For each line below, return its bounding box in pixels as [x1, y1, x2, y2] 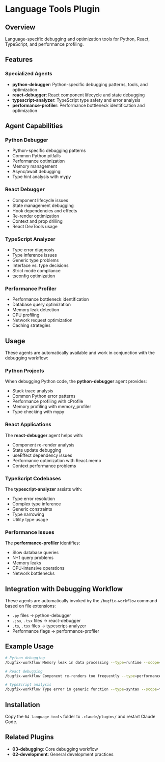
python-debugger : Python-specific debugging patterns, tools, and [12, 81, 148, 87]
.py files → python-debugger [12, 613, 71, 618]
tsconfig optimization [12, 273, 55, 279]
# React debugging [5, 669, 43, 674]
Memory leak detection [12, 307, 59, 313]
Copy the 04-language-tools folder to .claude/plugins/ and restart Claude [5, 713, 156, 719]
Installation [5, 701, 40, 709]
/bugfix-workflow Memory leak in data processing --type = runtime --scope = [5, 660, 162, 665]
